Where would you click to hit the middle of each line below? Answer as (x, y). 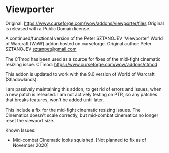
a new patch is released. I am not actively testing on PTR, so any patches (81, 94)
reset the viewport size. (30, 120)
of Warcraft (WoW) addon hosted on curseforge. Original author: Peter (78, 43)
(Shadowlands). (22, 79)
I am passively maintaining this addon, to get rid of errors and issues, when (83, 89)
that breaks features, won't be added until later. (55, 100)
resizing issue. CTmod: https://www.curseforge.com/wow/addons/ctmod (81, 64)
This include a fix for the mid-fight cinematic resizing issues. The (73, 110)
